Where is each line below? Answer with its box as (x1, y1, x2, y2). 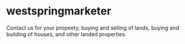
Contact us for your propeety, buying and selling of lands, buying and (6, 24, 180, 31)
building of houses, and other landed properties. (6, 30, 127, 37)
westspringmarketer (6, 4, 112, 18)
